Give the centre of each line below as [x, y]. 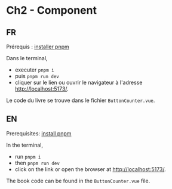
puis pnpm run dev [37, 76]
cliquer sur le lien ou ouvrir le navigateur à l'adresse [79, 82]
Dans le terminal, [27, 58]
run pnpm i [28, 156]
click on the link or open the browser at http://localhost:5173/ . [90, 169]
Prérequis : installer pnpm [38, 47]
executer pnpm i [35, 70]
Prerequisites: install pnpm [39, 133]
